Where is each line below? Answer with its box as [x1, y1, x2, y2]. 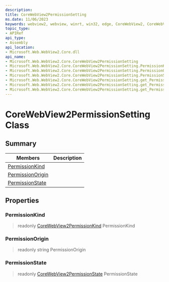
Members [16, 154, 40, 161]
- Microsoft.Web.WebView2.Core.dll [5, 49, 80, 54]
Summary [5, 139, 37, 148]
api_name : [5, 54, 26, 59]
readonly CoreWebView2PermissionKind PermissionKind [17, 223, 135, 229]
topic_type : [5, 26, 30, 31]
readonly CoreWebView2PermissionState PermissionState [17, 270, 138, 277]
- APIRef [5, 31, 24, 36]
